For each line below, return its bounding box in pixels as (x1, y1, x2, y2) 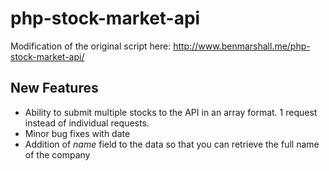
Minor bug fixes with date (24, 127, 131, 139)
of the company (24, 148, 91, 161)
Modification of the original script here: (10, 40, 172, 52)
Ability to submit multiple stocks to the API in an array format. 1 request (24, 106, 318, 118)
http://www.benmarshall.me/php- (173, 40, 311, 52)
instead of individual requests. (24, 117, 150, 129)
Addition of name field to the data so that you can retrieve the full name (24, 138, 320, 150)
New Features (10, 80, 99, 97)
